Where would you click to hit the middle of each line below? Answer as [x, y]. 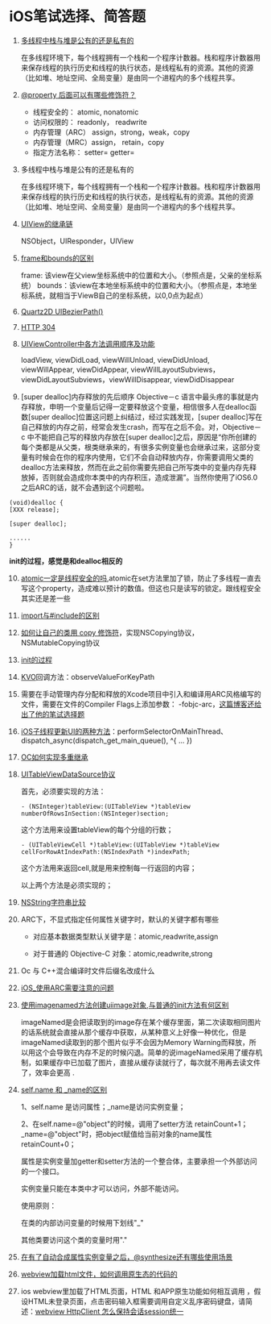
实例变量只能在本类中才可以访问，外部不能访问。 [102, 1188]
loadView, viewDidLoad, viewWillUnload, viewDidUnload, [115, 360]
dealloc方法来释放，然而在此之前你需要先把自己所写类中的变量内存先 [135, 467]
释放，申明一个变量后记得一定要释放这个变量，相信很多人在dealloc [139, 406]
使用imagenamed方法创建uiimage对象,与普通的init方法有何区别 [125, 1005]
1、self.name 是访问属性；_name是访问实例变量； [103, 1106]
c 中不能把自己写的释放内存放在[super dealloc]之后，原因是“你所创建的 [138, 437]
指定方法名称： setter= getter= [84, 152]
